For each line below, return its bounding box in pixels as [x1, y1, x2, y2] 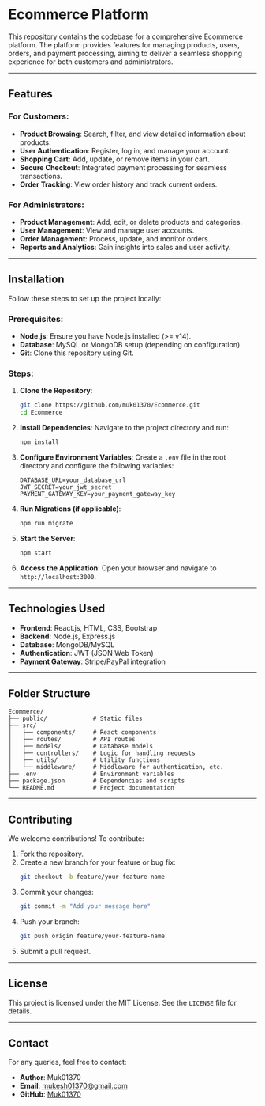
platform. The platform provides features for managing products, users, [8, 40, 241, 49]
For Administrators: [8, 199, 85, 210]
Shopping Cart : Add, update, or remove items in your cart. [19, 154, 211, 164]
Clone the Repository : [19, 386, 93, 396]
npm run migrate [19, 519, 73, 527]
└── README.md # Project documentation [8, 784, 175, 792]
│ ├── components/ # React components [8, 729, 157, 737]
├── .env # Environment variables [8, 770, 175, 778]
